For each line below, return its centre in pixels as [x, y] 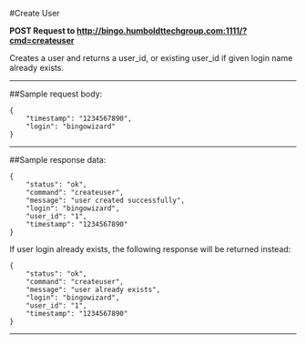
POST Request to [42, 30]
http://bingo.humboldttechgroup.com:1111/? [162, 30]
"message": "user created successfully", [105, 200]
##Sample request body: [56, 94]
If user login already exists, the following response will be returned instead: [150, 249]
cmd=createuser [42, 40]
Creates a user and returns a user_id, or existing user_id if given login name [151, 58]
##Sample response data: [58, 160]
